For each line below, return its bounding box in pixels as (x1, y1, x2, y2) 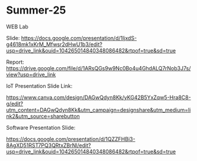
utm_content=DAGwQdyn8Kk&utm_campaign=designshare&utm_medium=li (6, 106, 191, 113)
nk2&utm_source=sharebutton (6, 113, 80, 120)
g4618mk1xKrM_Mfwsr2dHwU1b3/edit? (6, 41, 102, 48)
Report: (6, 58, 25, 65)
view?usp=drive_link (6, 71, 56, 78)
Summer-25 (6, 4, 66, 17)
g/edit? (6, 100, 24, 107)
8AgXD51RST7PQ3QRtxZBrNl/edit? (6, 142, 91, 149)
